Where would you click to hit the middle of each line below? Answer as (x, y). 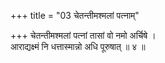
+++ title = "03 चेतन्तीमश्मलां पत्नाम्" (75, 15)
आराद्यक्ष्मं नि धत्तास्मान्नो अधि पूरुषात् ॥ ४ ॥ (78, 46)
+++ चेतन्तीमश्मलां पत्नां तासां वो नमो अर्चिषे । (83, 35)
